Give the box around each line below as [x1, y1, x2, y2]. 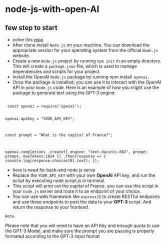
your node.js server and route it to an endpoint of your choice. [12, 188, 141, 194]
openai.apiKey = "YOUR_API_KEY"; [5, 116, 75, 121]
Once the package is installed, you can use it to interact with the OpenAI [12, 79, 161, 85]
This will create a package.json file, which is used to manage [12, 63, 137, 69]
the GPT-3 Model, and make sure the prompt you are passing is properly [5, 227, 154, 233]
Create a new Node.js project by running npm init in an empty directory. [12, 58, 161, 63]
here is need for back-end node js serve [12, 166, 95, 173]
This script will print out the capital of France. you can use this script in [12, 182, 159, 188]
